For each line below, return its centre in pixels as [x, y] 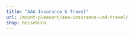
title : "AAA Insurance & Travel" [47, 12]
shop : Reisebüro [26, 23]
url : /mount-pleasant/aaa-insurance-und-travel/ [67, 17]
